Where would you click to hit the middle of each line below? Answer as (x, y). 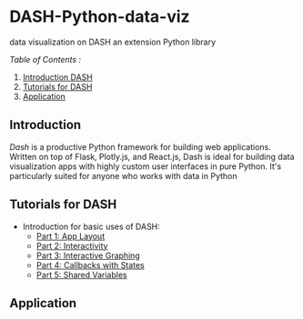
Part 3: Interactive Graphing (88, 255)
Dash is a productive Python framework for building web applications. (140, 146)
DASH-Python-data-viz (100, 17)
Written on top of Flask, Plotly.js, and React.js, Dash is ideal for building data (152, 156)
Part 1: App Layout (71, 236)
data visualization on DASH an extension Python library (113, 42)
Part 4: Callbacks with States (90, 264)
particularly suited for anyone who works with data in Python (123, 175)
